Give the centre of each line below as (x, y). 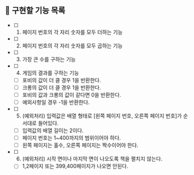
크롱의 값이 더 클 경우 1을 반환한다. (62, 87)
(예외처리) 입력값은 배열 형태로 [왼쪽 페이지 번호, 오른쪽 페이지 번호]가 (102, 116)
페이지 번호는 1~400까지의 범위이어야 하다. (71, 138)
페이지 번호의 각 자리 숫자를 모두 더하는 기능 (72, 32)
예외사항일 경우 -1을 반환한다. (56, 102)
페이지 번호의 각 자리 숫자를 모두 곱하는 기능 (72, 45)
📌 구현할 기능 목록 (35, 11)
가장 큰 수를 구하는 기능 (49, 59)
